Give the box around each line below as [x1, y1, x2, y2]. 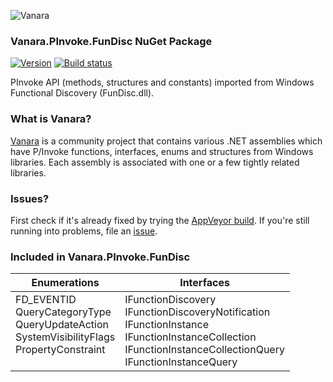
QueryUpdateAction [15, 318, 109, 332]
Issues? [10, 191, 50, 205]
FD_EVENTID [15, 293, 77, 307]
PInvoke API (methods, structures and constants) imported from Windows [10, 76, 315, 89]
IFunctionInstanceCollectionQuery [124, 343, 285, 357]
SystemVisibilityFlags [15, 330, 116, 344]
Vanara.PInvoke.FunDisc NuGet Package [10, 34, 213, 48]
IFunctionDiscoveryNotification [124, 305, 271, 319]
